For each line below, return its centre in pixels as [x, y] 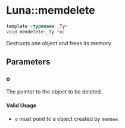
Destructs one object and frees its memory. [59, 43]
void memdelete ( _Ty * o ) [36, 32]
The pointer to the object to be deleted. [54, 92]
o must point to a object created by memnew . [67, 118]
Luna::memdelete [51, 10]
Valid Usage [21, 105]
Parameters [28, 62]
